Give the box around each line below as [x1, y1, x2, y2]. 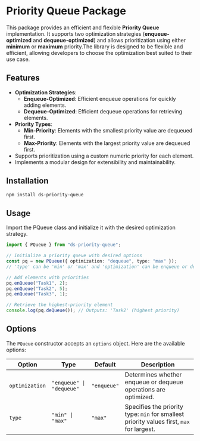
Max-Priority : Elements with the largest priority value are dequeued [23, 139, 190, 147]
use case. [6, 55, 30, 63]
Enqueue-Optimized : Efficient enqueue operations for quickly [23, 95, 176, 102]
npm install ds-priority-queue [6, 192, 84, 198]
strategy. [6, 230, 28, 238]
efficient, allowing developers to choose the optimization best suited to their [6, 49, 192, 56]
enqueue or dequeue [124, 378, 183, 386]
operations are [124, 385, 165, 393]
